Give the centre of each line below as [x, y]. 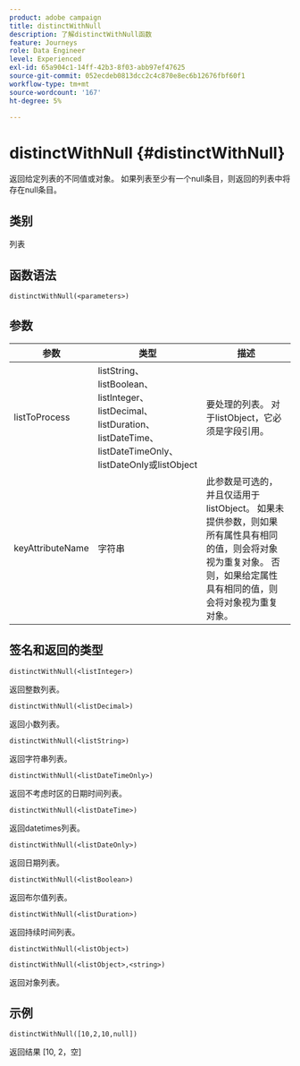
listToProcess [42, 417]
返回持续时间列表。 [45, 932]
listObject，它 [244, 417]
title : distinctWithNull [55, 26]
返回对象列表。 [37, 982]
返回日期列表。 [37, 862]
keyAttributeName [51, 548]
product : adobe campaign [55, 17]
